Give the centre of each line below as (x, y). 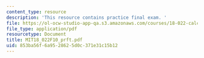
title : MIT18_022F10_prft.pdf (45, 40)
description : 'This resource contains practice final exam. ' (87, 18)
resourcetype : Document (36, 34)
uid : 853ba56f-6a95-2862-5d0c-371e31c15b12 (62, 46)
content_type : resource (36, 12)
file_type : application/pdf (42, 29)
